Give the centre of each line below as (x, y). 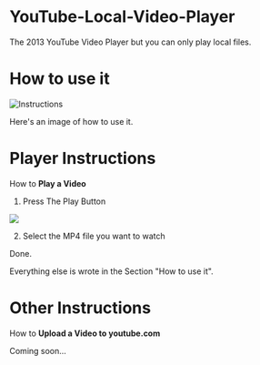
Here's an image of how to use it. (71, 121)
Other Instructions (80, 308)
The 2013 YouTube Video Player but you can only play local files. (130, 42)
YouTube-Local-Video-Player (122, 17)
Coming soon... (38, 350)
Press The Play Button (64, 201)
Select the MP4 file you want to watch (94, 236)
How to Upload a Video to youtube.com (85, 333)
